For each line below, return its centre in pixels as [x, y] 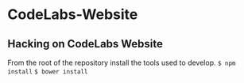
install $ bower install [48, 72]
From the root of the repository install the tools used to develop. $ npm [122, 62]
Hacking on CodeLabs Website [85, 44]
